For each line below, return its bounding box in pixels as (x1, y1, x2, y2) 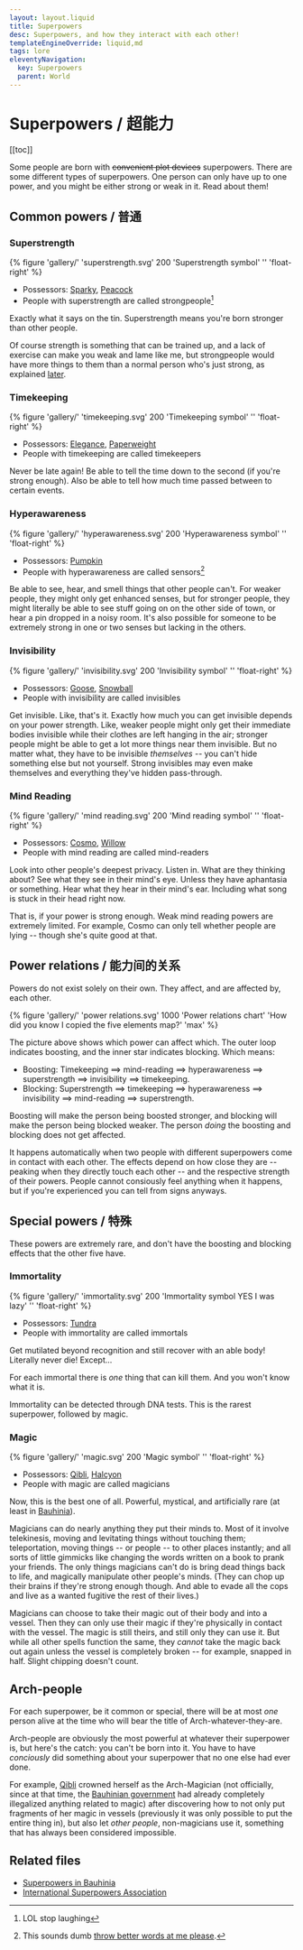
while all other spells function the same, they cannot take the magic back (9, 1637, 281, 1648)
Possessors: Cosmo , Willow (22, 836, 126, 848)
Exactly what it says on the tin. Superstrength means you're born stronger (9, 313, 284, 324)
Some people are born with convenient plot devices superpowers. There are (9, 162, 293, 172)
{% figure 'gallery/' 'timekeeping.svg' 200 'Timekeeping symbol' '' (9, 411, 256, 422)
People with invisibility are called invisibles (22, 692, 181, 703)
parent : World (17, 72, 70, 81)
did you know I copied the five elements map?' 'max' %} (9, 1019, 219, 1030)
